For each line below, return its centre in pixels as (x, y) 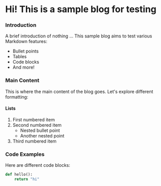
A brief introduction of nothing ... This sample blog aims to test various (79, 36)
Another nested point (42, 135)
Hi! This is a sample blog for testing (81, 9)
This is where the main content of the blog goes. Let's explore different (79, 91)
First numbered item (34, 119)
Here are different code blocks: (38, 165)
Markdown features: (26, 41)
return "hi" (27, 179)
